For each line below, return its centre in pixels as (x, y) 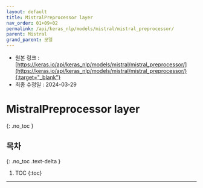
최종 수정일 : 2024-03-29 (46, 84)
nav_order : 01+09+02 (32, 23)
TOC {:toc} (28, 173)
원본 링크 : (27, 58)
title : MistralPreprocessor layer (50, 17)
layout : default (27, 12)
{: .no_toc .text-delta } (34, 161)
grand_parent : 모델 (30, 40)
